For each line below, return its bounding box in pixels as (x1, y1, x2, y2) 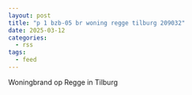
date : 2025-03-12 (8, 26, 66, 34)
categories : (8, 33, 47, 42)
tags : (8, 48, 26, 56)
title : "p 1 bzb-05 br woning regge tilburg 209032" (8, 19, 186, 27)
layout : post (8, 11, 51, 20)
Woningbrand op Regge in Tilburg (8, 77, 119, 87)
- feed (15, 56, 37, 64)
